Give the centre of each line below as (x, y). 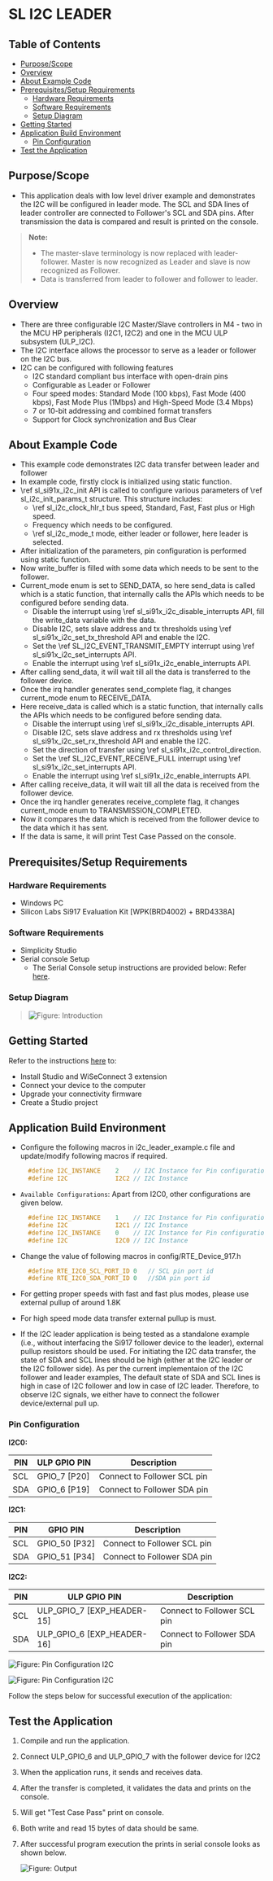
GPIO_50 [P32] (66, 1543)
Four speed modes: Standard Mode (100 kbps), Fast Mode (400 (139, 393)
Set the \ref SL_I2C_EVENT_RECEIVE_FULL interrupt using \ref (136, 759)
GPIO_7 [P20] (63, 1476)
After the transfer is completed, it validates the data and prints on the (136, 1788)
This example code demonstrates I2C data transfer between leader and (140, 464)
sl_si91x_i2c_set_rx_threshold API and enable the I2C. (121, 741)
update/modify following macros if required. (94, 1156)
